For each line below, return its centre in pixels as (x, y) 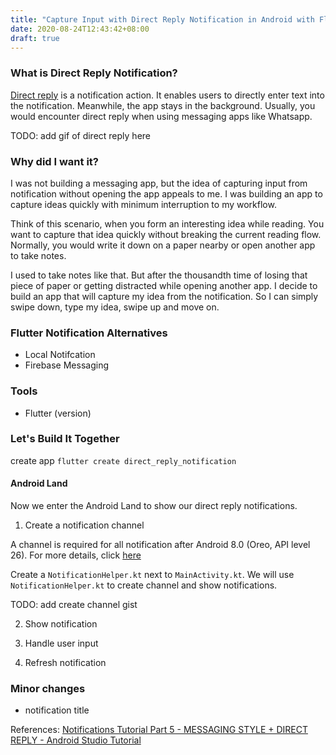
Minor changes (48, 688)
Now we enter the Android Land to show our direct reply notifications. (154, 506)
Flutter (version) (58, 413)
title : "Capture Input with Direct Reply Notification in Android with (162, 19)
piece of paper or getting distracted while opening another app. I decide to (164, 285)
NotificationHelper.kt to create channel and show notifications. (144, 585)
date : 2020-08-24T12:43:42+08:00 (80, 29)
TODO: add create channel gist (74, 605)
